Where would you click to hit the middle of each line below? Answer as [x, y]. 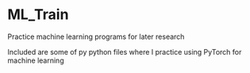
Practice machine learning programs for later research [96, 36]
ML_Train [38, 15]
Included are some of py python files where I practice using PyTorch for [125, 52]
